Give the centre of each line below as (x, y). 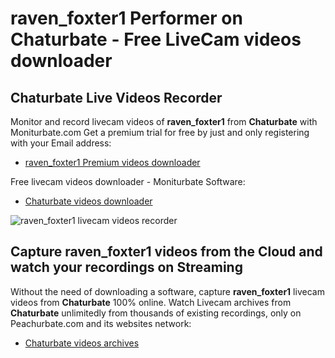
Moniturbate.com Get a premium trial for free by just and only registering (160, 132)
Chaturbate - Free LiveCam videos (156, 39)
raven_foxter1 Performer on (126, 18)
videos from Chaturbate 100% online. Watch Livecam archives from (151, 302)
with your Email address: (61, 143)
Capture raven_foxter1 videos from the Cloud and (166, 252)
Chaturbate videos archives (82, 343)
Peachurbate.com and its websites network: (101, 323)
